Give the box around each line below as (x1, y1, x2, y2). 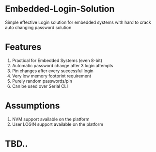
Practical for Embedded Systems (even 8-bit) (12, 57, 103, 63)
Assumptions (5, 100, 60, 111)
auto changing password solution (5, 24, 72, 30)
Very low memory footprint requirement (12, 73, 91, 78)
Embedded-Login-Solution (5, 3, 115, 15)
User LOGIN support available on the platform (12, 121, 103, 127)
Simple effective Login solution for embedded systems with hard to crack (5, 19, 151, 25)
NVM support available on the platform (12, 116, 90, 122)
